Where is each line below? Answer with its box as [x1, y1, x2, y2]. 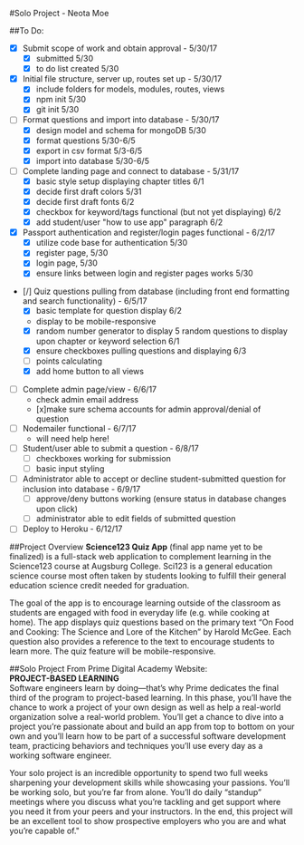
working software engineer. [9, 750, 112, 761]
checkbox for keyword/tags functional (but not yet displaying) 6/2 [35, 207, 281, 217]
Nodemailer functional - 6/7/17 [22, 422, 137, 433]
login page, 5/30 [35, 257, 98, 268]
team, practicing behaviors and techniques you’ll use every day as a [9, 741, 263, 752]
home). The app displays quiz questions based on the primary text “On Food [9, 617, 294, 628]
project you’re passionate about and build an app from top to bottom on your [9, 721, 295, 733]
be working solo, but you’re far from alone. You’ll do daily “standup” [9, 787, 262, 798]
